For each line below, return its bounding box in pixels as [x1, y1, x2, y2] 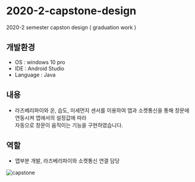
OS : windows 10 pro [14, 58, 65, 66]
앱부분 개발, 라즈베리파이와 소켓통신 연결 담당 [14, 157, 120, 164]
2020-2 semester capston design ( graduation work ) [6, 24, 137, 31]
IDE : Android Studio [14, 65, 65, 72]
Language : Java [14, 71, 56, 78]
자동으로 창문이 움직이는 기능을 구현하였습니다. [14, 122, 124, 129]
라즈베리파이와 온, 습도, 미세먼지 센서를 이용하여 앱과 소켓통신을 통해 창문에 [14, 107, 190, 114]
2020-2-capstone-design [6, 4, 137, 18]
